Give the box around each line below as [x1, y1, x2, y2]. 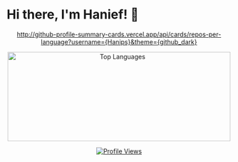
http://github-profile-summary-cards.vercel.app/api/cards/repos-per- [16, 30, 222, 39]
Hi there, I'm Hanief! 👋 [6, 6, 140, 23]
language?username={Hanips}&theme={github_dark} [41, 37, 197, 46]
